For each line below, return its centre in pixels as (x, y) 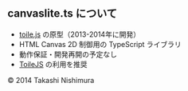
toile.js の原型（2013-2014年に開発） (80, 34)
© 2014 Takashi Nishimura (51, 80)
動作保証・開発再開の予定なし (68, 54)
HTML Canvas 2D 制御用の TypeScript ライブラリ (100, 44)
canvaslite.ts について (62, 14)
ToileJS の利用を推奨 (53, 64)
